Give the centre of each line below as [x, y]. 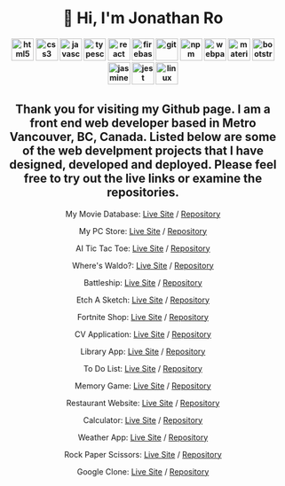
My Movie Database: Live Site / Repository [143, 214]
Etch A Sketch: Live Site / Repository [143, 300]
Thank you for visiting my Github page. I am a [143, 110]
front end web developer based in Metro [143, 123]
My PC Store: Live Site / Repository [143, 231]
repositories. [143, 193]
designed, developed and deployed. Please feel [143, 165]
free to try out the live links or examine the [143, 179]
